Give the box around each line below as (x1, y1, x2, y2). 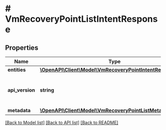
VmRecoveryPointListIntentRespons (5, 13, 158, 25)
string (40, 87, 54, 94)
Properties (5, 43, 39, 52)
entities (7, 66, 26, 73)
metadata (7, 107, 31, 114)
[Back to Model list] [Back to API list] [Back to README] (5, 120, 119, 126)
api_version (7, 87, 36, 94)
